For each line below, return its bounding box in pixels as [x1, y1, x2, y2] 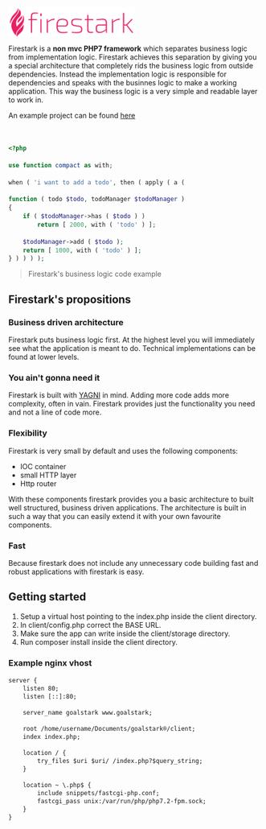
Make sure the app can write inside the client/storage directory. [19, 629, 231, 638]
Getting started [8, 590, 87, 604]
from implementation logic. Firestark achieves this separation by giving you [8, 52, 257, 62]
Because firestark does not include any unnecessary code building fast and [8, 558, 259, 567]
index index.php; [23, 733, 81, 741]
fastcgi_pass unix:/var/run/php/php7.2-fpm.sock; [37, 798, 207, 806]
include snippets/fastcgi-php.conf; [37, 790, 160, 798]
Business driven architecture [8, 316, 124, 328]
